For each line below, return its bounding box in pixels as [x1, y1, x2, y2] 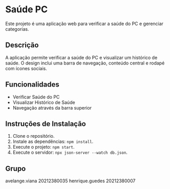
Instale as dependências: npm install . [12, 138, 94, 144]
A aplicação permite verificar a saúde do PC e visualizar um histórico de [5, 54, 158, 60]
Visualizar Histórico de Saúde [12, 99, 75, 106]
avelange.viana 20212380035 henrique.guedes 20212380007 [5, 178, 136, 184]
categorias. [5, 26, 29, 32]
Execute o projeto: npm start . [12, 144, 75, 150]
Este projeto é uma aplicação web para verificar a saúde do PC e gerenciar [5, 20, 164, 27]
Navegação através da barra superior [12, 104, 92, 111]
